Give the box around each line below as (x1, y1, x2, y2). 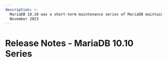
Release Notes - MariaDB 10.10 (5, 37, 134, 49)
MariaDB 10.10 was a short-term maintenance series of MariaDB (9, 12, 143, 17)
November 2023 (9, 16, 39, 21)
